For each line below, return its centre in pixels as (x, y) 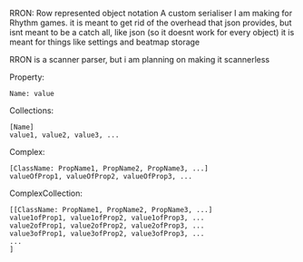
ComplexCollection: (46, 193)
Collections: (32, 111)
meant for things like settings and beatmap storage (105, 42)
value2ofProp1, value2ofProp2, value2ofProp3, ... (107, 226)
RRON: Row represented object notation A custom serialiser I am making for (151, 13)
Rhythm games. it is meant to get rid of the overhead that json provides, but (151, 23)
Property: (27, 77)
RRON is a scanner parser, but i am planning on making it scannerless (140, 59)
